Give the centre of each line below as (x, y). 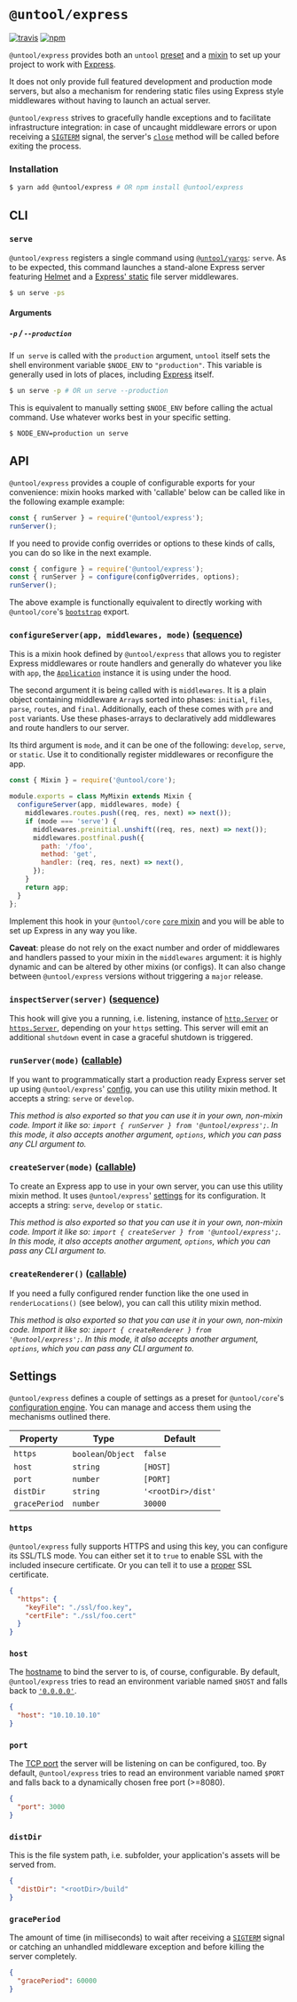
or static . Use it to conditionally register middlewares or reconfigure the (141, 755)
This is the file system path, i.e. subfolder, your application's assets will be (145, 1855)
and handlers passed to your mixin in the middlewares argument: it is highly (145, 957)
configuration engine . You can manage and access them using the (130, 1407)
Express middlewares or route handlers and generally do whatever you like (145, 663)
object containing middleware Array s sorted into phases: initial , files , (141, 700)
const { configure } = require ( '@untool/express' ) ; (106, 569)
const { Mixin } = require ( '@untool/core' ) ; (93, 781)
